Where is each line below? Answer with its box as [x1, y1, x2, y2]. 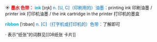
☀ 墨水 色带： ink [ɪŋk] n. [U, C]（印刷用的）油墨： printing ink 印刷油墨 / [5, 5, 152, 10]
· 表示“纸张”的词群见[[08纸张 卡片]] [5, 32, 76, 37]
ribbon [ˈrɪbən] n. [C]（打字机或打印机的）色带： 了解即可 [5, 21, 120, 27]
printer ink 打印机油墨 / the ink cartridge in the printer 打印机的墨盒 [5, 11, 140, 17]
